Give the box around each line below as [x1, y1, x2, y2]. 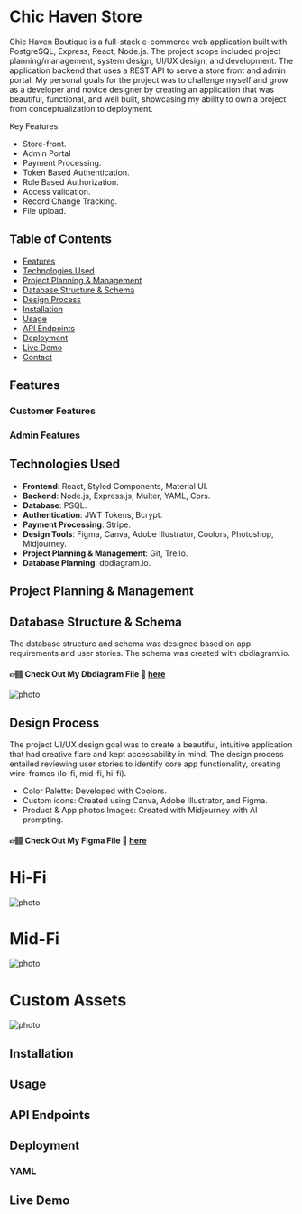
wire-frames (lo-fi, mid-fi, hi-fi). [9, 768, 127, 779]
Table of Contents [9, 232, 113, 247]
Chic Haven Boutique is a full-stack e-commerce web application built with [9, 36, 288, 47]
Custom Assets [9, 990, 127, 1010]
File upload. [22, 205, 67, 216]
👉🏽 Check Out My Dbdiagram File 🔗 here [9, 668, 166, 679]
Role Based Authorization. [22, 176, 119, 187]
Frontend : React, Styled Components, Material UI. [22, 480, 209, 491]
